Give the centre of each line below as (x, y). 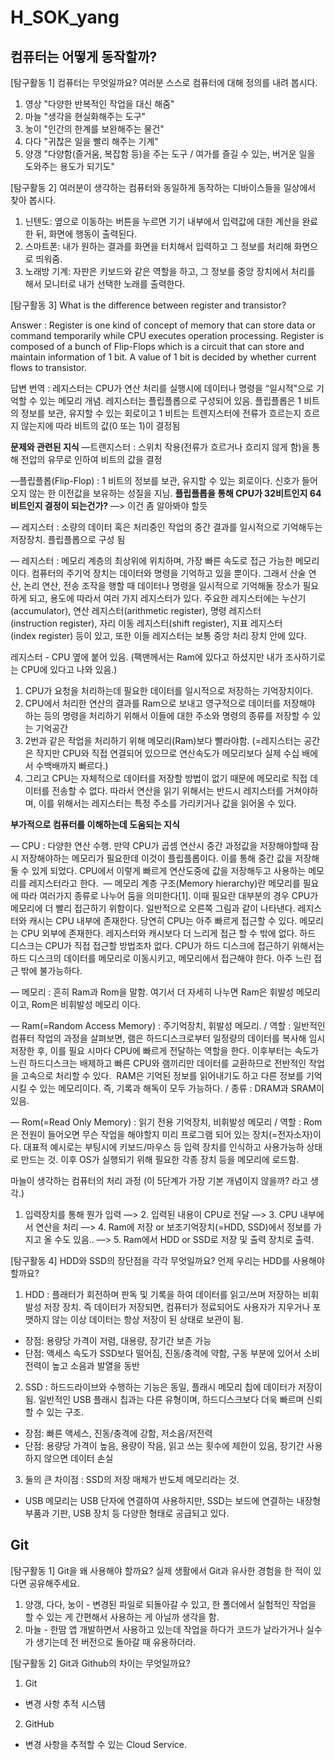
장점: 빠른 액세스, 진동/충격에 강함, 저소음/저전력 (118, 1433)
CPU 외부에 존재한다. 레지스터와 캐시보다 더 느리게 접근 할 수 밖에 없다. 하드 (168, 933)
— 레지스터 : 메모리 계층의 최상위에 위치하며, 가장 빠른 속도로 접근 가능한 (151, 560)
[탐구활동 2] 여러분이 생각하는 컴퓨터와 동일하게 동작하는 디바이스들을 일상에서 (163, 187)
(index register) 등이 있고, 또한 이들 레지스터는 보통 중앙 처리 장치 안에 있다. (158, 635)
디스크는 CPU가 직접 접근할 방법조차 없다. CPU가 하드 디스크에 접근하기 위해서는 (167, 945)
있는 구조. (65, 1412)
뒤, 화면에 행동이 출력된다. (86, 234)
